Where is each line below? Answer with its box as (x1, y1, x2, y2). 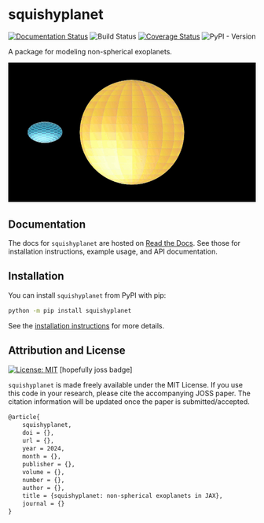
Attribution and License (8, 344, 126, 358)
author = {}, (22, 484, 65, 491)
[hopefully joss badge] (59, 365, 133, 374)
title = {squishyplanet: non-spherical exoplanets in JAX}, (22, 491, 223, 499)
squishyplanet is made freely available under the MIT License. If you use (8, 380, 244, 389)
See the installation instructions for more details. (8, 321, 165, 330)
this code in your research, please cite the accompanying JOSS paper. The (8, 388, 251, 398)
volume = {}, (22, 468, 65, 476)
